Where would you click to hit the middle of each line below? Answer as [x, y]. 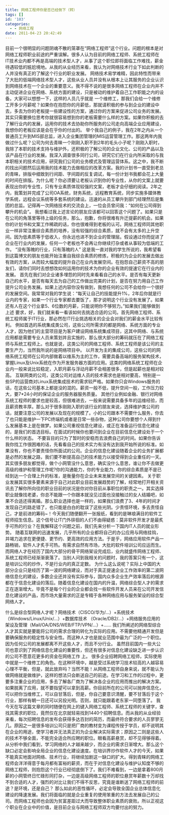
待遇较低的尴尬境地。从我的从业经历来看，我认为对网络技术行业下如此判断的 [84, 67]
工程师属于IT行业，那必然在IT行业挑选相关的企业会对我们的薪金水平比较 [84, 318]
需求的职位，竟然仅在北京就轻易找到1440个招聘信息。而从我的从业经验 [87, 713]
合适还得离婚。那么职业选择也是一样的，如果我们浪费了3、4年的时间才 [87, 501]
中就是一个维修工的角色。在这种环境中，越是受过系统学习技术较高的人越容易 [84, 663]
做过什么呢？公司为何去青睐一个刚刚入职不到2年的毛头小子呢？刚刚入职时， [84, 142]
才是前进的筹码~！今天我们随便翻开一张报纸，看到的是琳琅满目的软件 [86, 513]
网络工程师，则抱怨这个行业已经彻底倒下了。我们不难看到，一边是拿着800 [82, 769]
